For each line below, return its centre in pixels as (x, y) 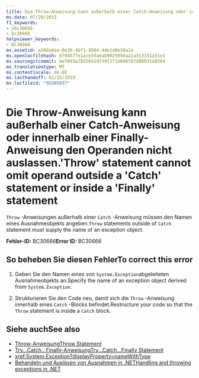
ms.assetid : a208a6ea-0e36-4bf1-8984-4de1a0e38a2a (70, 50)
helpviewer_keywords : (33, 39)
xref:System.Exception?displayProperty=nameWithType (83, 356)
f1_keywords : (22, 23)
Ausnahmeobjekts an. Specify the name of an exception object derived (100, 280)
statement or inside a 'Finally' (81, 188)
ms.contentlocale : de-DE (37, 72)
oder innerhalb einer (57, 138)
